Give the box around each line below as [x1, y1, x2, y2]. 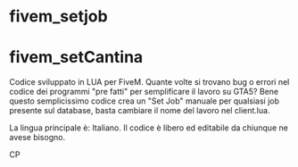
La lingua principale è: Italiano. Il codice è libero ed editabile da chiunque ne [9, 122, 288, 133]
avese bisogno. [9, 132, 65, 143]
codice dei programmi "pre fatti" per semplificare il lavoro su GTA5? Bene [9, 87, 279, 97]
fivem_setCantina [9, 47, 144, 68]
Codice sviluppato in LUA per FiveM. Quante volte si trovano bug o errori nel [9, 77, 290, 88]
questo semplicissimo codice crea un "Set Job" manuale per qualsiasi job [9, 96, 279, 106]
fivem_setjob [9, 6, 109, 27]
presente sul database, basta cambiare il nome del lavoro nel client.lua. [9, 105, 270, 116]
